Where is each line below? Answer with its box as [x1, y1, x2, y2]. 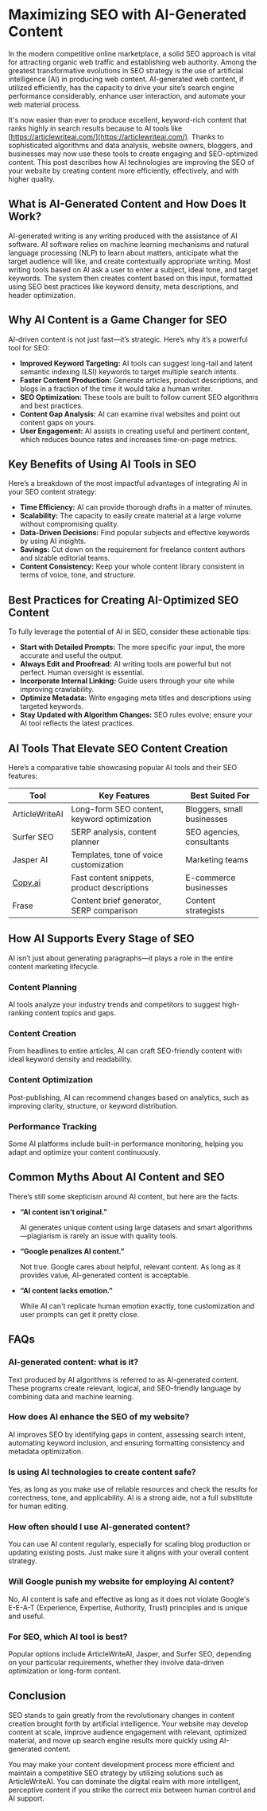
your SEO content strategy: [8, 487, 97, 497]
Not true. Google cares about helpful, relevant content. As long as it [19, 1261, 241, 1271]
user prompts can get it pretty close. [19, 1309, 140, 1319]
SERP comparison [71, 905, 138, 916]
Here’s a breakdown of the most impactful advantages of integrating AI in [8, 479, 248, 488]
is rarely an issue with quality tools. [62, 1230, 178, 1240]
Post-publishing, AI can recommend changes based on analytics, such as [8, 1093, 249, 1102]
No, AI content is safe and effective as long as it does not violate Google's [8, 1594, 250, 1604]
